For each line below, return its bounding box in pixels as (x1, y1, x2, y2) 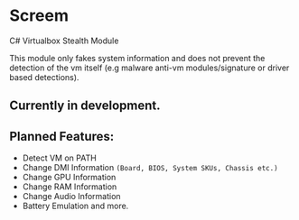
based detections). (9, 71, 79, 82)
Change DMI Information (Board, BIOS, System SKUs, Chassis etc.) (22, 162, 278, 173)
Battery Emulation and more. (22, 200, 129, 212)
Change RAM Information (22, 181, 117, 192)
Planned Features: (9, 128, 115, 144)
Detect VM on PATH (22, 152, 97, 163)
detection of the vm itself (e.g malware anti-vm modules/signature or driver (9, 62, 290, 73)
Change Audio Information (22, 191, 121, 202)
